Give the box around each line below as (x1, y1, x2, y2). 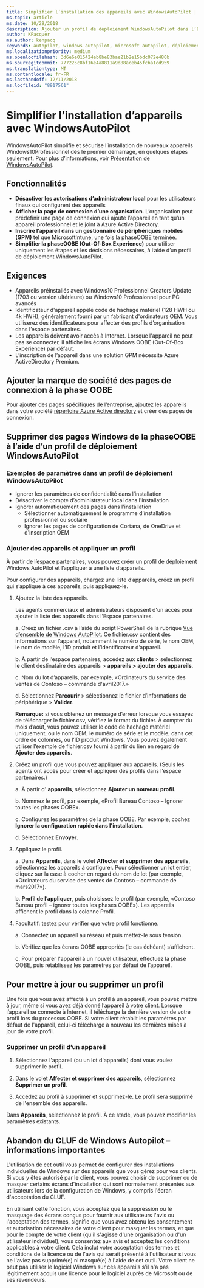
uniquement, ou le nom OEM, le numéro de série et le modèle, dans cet (15, 730, 193, 737)
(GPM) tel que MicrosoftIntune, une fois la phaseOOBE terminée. (15, 234, 177, 241)
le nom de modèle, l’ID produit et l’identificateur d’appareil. (15, 644, 162, 651)
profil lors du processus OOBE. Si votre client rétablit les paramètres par (6, 1015, 186, 1022)
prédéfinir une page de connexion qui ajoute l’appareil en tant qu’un (15, 214, 185, 221)
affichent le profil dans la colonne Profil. (15, 908, 115, 915)
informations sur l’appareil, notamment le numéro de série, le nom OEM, (15, 637, 195, 645)
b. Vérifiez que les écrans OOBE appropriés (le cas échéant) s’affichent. (15, 943, 195, 950)
